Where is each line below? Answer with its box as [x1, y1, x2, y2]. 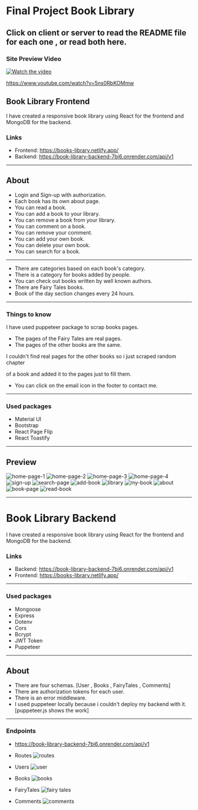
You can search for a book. [14, 248, 81, 255]
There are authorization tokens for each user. [14, 688, 125, 695]
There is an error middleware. [14, 694, 87, 701]
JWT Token [14, 637, 43, 644]
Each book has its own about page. [14, 197, 100, 204]
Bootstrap [14, 422, 39, 429]
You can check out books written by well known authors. [14, 277, 153, 284]
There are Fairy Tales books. [14, 284, 84, 291]
